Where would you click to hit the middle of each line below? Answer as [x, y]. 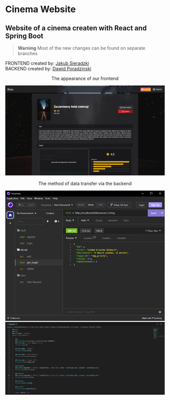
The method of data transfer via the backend [85, 183]
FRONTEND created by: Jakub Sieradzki [47, 63]
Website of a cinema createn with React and [76, 28]
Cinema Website [40, 9]
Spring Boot [24, 36]
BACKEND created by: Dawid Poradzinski [48, 69]
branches [28, 53]
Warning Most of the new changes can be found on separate [81, 48]
